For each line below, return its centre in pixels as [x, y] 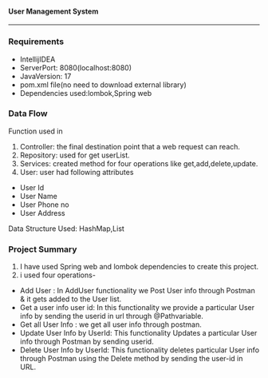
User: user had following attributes [77, 172]
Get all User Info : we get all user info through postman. [110, 324]
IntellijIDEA [37, 59]
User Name [38, 196]
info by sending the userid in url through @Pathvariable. [111, 316]
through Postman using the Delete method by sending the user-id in [131, 359]
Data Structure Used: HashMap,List [67, 229]
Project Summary [43, 249]
